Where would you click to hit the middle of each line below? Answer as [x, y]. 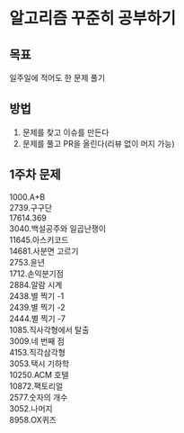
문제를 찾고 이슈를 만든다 [66, 132]
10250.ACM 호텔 [39, 374]
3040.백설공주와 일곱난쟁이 [57, 228]
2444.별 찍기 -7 [37, 318]
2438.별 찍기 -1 [37, 296]
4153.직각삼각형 [37, 352]
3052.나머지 [31, 408]
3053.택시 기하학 [39, 363]
